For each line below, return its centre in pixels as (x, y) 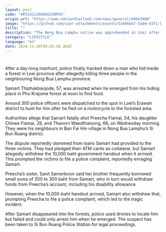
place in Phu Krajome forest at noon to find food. (55, 93)
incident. (14, 204)
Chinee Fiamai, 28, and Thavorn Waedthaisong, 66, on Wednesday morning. (83, 123)
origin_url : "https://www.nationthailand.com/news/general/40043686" (78, 19)
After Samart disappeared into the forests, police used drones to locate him (82, 214)
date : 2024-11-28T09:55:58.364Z (38, 46)
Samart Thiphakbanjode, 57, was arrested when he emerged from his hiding (82, 88)
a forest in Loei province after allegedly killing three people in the (71, 73)
